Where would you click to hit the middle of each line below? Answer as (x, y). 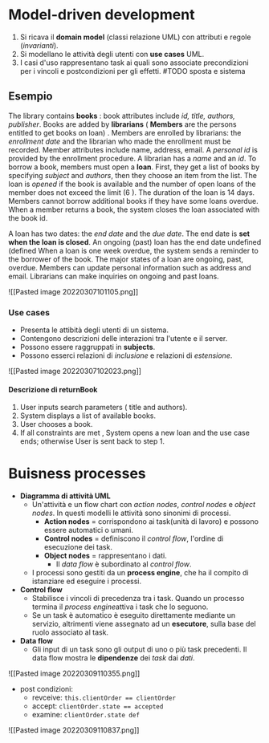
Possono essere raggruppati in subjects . (88, 347)
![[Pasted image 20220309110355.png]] (74, 674)
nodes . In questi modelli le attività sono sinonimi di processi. (131, 513)
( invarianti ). (39, 45)
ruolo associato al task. (70, 632)
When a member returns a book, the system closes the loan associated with (134, 209)
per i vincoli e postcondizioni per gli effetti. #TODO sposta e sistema (132, 71)
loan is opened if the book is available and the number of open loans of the (132, 184)
